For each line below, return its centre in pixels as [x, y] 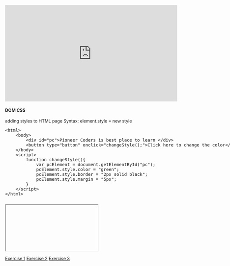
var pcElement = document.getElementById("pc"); [96, 165]
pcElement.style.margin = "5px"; [76, 179]
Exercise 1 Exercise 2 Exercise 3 [38, 259]
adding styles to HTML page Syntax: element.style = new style [69, 121]
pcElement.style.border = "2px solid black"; [92, 174]
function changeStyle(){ [56, 160]
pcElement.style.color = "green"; [78, 169]
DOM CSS [15, 110]
